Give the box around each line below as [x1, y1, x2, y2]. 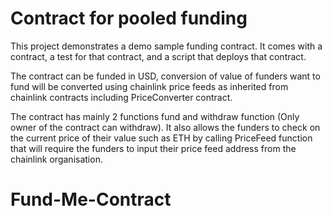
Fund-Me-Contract [10, 188, 172, 211]
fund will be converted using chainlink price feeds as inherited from [10, 80, 289, 92]
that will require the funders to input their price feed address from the [10, 142, 297, 154]
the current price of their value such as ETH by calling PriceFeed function [10, 132, 313, 144]
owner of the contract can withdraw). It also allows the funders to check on [10, 121, 321, 133]
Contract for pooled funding [10, 7, 248, 30]
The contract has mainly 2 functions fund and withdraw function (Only [10, 110, 300, 122]
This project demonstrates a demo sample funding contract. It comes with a [10, 40, 323, 52]
